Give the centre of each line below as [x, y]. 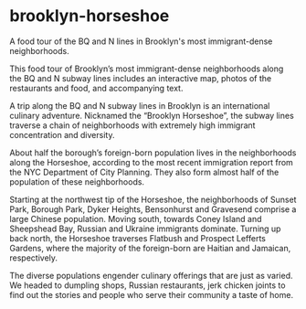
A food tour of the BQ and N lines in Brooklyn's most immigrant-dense [141, 41]
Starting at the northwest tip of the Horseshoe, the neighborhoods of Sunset [153, 199]
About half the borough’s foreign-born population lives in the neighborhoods [153, 153]
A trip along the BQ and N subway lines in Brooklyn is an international [140, 105]
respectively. [33, 258]
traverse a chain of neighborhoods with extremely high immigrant [132, 125]
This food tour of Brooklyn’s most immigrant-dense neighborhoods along [147, 69]
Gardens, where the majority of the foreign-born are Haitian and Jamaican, [150, 248]
